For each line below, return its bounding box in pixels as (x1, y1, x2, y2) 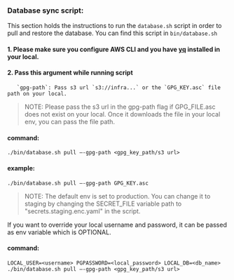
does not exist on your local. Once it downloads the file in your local (24, 110, 221, 119)
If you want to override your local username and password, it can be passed (7, 220, 228, 229)
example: (7, 164, 35, 172)
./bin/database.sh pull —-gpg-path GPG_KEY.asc (7, 180, 149, 187)
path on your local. (7, 91, 68, 98)
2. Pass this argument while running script (7, 69, 133, 77)
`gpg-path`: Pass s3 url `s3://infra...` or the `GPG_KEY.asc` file (16, 84, 221, 91)
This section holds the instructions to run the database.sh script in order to (7, 22, 222, 30)
